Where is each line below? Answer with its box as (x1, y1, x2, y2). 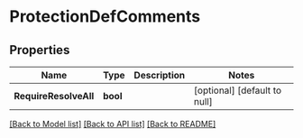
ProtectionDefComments (9, 6, 201, 27)
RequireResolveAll (14, 90, 95, 102)
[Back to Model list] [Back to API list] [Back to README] (9, 119, 216, 129)
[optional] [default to (193, 84, 282, 97)
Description (133, 69, 186, 81)
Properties (9, 42, 70, 58)
